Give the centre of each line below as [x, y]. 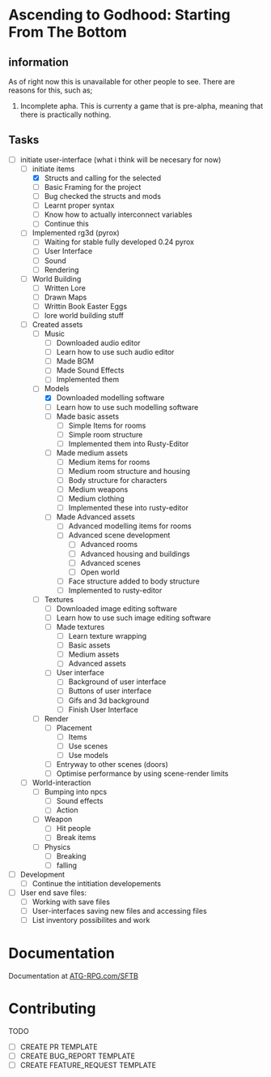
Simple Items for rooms [107, 425]
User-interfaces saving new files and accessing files [120, 911]
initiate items [53, 169]
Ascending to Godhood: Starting [119, 15]
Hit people [74, 829]
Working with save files [71, 902]
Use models [89, 755]
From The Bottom [68, 32]
